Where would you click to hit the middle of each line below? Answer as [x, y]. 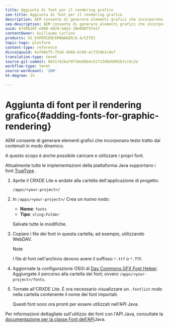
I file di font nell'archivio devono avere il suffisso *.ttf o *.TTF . [78, 258]
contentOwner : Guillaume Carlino [40, 33]
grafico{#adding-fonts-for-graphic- [82, 116]
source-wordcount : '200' [31, 71]
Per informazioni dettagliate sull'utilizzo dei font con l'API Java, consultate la [84, 314]
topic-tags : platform [28, 43]
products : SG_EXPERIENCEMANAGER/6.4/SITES [50, 38]
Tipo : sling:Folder [40, 214]
